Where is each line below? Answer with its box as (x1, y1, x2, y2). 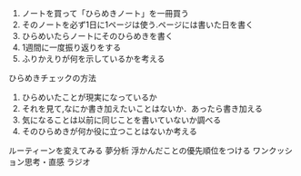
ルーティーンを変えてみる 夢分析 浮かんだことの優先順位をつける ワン (8, 145, 269, 156)
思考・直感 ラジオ (24, 157, 91, 167)
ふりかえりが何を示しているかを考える (21, 54, 166, 64)
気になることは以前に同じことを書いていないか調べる (21, 114, 222, 125)
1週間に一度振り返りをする (21, 42, 122, 53)
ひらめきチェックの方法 (8, 73, 96, 83)
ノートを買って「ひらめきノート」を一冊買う (21, 8, 190, 18)
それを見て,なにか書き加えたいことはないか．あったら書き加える (21, 103, 263, 113)
